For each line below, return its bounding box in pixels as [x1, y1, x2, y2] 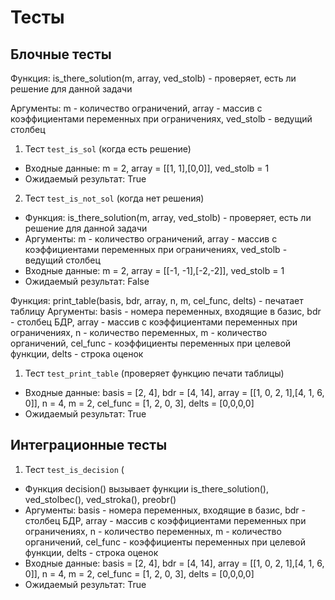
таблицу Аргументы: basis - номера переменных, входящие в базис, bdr [10, 306, 322, 317]
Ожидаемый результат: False [24, 276, 150, 287]
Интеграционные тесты [10, 437, 168, 454]
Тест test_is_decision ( [24, 463, 125, 475]
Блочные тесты [10, 46, 112, 63]
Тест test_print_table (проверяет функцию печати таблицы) [24, 367, 285, 379]
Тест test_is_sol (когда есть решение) [24, 143, 192, 155]
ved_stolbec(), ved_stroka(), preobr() [24, 493, 177, 505]
